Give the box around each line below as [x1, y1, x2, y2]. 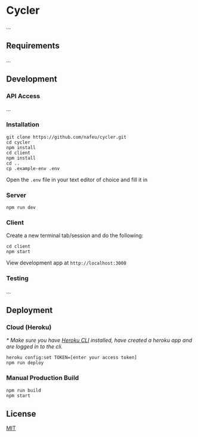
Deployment [6, 305, 53, 315]
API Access [6, 92, 41, 101]
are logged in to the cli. [6, 343, 63, 350]
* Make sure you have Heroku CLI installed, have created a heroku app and [6, 336, 193, 344]
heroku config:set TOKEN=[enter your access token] [6, 354, 137, 361]
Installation [6, 120, 40, 129]
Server [6, 191, 27, 199]
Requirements [6, 41, 60, 51]
